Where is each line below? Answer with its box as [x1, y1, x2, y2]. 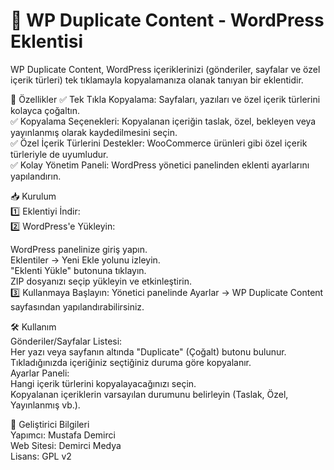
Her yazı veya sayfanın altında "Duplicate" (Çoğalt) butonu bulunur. [10, 345, 287, 358]
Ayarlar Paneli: [10, 367, 70, 379]
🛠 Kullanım [10, 320, 57, 333]
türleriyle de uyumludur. [10, 148, 109, 160]
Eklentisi [10, 30, 84, 53]
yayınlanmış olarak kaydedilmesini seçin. [10, 126, 178, 138]
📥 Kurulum [10, 190, 57, 202]
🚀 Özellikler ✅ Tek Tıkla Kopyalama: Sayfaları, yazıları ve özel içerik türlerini [10, 93, 321, 105]
